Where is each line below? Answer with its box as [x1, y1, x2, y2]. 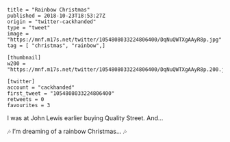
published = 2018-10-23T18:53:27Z [7, 12, 106, 19]
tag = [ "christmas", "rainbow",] [7, 42, 106, 49]
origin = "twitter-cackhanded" [7, 18, 97, 25]
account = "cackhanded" [7, 84, 75, 91]
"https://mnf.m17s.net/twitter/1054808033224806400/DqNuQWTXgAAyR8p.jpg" [7, 36, 222, 43]
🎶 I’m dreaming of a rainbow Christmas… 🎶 [7, 127, 127, 135]
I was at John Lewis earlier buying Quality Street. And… [7, 114, 164, 122]
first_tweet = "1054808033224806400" [7, 90, 115, 97]
